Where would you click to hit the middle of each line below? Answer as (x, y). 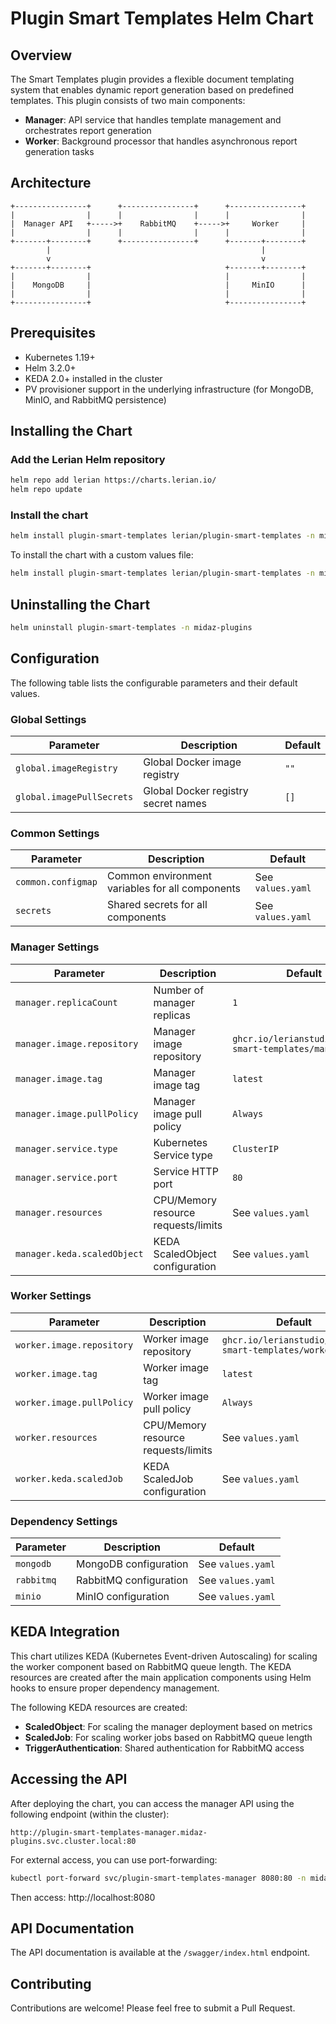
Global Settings (48, 719)
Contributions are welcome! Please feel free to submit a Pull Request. (153, 2008)
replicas (172, 1015)
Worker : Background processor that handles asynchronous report (161, 141)
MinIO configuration (122, 1597)
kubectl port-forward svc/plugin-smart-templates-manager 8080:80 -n (158, 1878)
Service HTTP (186, 1171)
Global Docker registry (196, 790)
